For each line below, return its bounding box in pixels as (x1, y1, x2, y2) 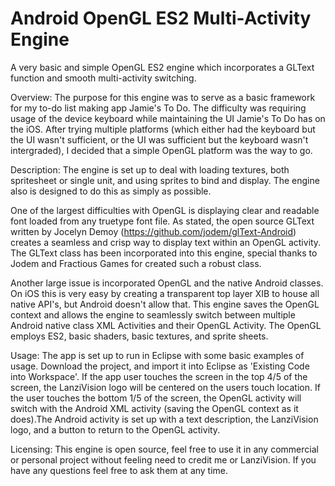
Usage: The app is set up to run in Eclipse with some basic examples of (10, 349, 305, 361)
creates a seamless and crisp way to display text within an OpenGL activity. (10, 236, 322, 248)
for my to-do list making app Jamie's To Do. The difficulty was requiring (10, 102, 307, 114)
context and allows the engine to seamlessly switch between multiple (10, 308, 296, 321)
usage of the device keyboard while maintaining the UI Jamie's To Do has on (10, 112, 326, 124)
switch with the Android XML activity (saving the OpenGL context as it (10, 402, 299, 414)
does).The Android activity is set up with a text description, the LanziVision (10, 413, 319, 425)
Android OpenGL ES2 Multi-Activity (10, 7, 312, 30)
